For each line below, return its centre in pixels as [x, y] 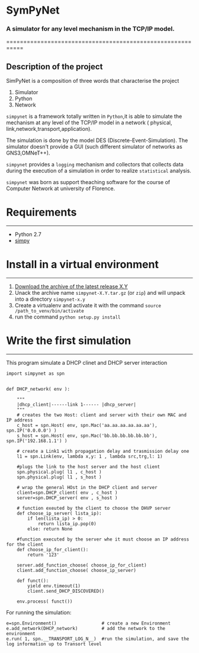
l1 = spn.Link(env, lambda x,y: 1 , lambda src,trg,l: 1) [90, 456]
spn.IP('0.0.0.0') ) [32, 431]
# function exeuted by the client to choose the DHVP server [94, 509]
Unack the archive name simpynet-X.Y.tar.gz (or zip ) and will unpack [100, 293]
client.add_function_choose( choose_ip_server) [76, 571]
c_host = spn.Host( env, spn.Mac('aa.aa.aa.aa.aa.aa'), [87, 426]
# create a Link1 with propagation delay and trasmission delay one [103, 451]
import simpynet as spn [36, 374]
